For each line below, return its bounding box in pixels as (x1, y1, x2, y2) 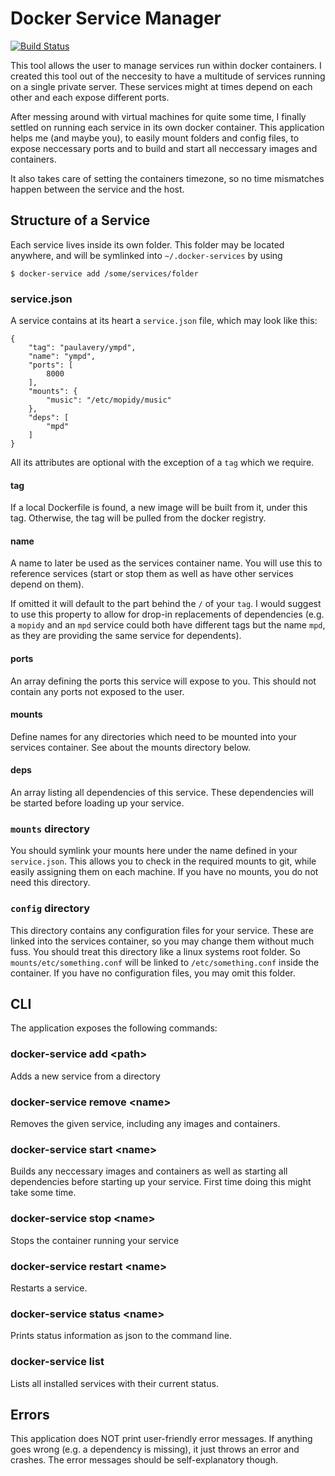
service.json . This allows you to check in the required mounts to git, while (10, 855, 317, 867)
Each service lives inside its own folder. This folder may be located (10, 238, 285, 251)
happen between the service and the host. (10, 183, 185, 195)
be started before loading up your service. (10, 797, 185, 809)
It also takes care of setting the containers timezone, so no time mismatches (10, 172, 325, 184)
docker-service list (10, 1355, 105, 1369)
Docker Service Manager (10, 7, 222, 30)
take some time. (10, 1187, 77, 1199)
